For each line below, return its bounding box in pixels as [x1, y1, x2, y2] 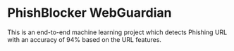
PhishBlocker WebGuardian [7, 5, 172, 21]
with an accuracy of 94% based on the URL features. [7, 35, 162, 43]
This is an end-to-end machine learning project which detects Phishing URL [7, 28, 228, 36]
